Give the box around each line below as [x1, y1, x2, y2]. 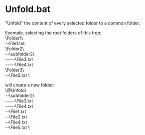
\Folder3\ [5, 66, 24, 73]
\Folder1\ [5, 35, 23, 41]
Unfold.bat [5, 3, 51, 15]
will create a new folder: [5, 81, 55, 88]
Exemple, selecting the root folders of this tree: [5, 29, 102, 35]
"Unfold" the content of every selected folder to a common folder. [5, 20, 141, 26]
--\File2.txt [5, 113, 27, 119]
